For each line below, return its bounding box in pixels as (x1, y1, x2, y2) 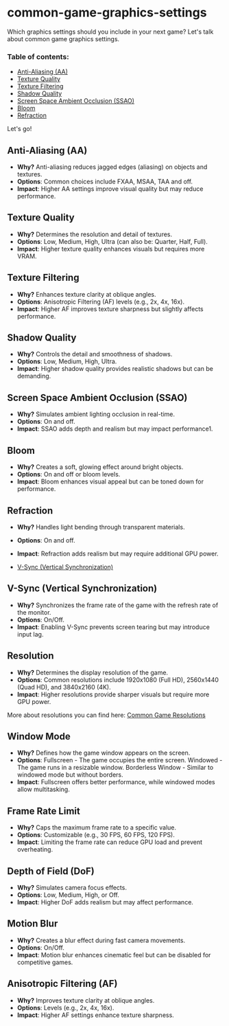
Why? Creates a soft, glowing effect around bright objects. (16, 463, 184, 471)
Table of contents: (7, 52, 70, 61)
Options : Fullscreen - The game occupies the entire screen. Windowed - (16, 756, 223, 764)
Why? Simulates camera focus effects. (16, 883, 127, 891)
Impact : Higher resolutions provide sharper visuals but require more (16, 690, 210, 698)
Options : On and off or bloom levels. (16, 470, 121, 479)
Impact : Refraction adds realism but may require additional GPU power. (16, 549, 219, 558)
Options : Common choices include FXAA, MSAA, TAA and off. (16, 177, 193, 186)
